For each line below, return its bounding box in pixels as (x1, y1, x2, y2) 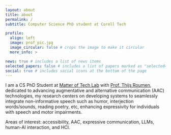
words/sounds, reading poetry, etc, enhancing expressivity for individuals (5, 104, 159, 110)
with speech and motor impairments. (5, 109, 82, 115)
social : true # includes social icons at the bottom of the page (5, 68, 147, 74)
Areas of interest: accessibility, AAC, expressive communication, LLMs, (5, 119, 154, 125)
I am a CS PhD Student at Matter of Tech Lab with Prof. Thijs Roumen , (5, 82, 152, 88)
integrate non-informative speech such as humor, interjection (5, 98, 134, 105)
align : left (10, 36, 36, 41)
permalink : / (5, 17, 33, 22)
